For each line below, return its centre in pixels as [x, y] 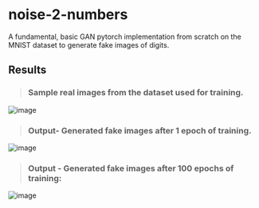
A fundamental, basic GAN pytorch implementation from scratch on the [125, 37]
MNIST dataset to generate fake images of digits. [89, 44]
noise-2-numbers [68, 15]
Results [27, 70]
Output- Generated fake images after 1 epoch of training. [139, 130]
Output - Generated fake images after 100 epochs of [131, 168]
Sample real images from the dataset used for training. [135, 93]
